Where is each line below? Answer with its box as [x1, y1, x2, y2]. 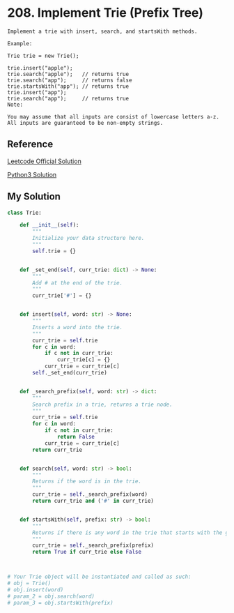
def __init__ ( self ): [19, 222, 79, 229]
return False [56, 434, 95, 441]
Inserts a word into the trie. [32, 324, 123, 331]
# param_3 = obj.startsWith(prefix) [7, 599, 114, 606]
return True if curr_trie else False [32, 549, 141, 556]
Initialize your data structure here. [32, 235, 145, 242]
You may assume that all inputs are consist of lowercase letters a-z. [7, 113, 219, 120]
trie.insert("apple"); [7, 64, 73, 71]
